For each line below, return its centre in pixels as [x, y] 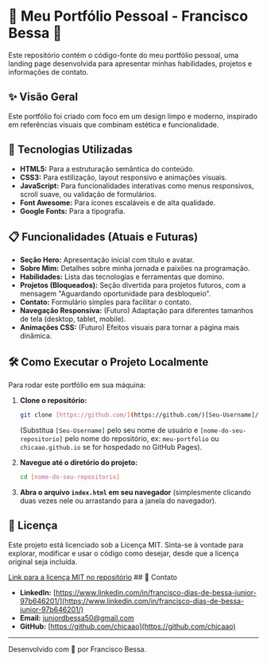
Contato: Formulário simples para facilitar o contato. [106, 302]
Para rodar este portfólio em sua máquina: [77, 385]
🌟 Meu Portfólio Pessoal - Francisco [128, 16]
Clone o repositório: [53, 401]
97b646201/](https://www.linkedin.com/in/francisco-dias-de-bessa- [132, 601]
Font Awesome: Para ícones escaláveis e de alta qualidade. [118, 203]
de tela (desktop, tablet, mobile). [73, 319]
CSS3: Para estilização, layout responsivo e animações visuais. [123, 177]
